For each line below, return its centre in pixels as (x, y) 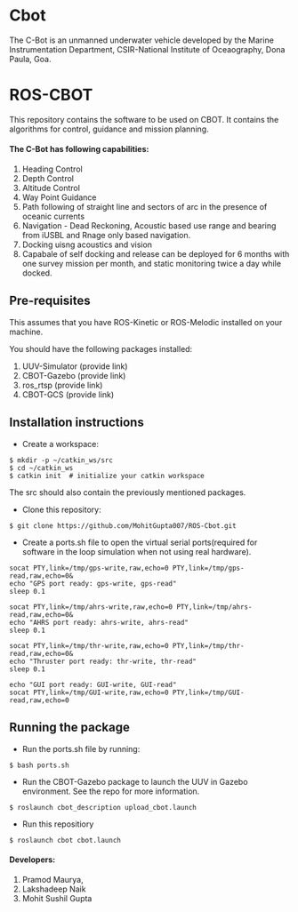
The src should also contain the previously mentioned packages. (128, 492)
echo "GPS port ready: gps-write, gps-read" (93, 583)
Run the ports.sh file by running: (81, 748)
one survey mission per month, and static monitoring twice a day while (152, 264)
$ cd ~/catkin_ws (41, 468)
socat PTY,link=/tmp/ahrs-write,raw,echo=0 (91, 607)
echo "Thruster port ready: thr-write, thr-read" (103, 661)
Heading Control (52, 169)
